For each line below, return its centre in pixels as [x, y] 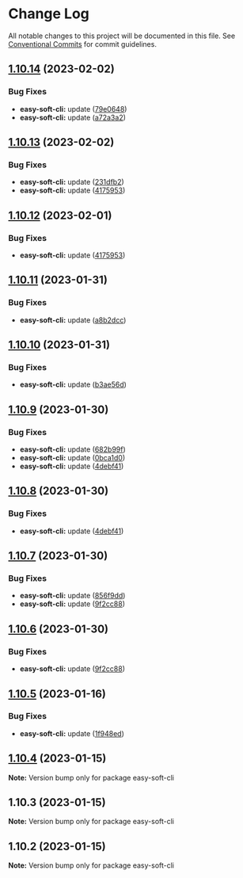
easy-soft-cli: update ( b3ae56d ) [73, 384]
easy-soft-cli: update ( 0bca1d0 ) [72, 458]
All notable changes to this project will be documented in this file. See [122, 36]
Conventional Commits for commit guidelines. [82, 44]
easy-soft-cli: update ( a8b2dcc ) [73, 320]
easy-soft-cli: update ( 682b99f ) [73, 449]
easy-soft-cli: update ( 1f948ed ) [72, 733]
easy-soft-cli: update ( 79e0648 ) [73, 109]
